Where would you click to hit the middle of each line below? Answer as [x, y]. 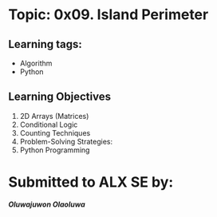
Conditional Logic [49, 124]
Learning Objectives [60, 97]
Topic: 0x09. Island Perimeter [108, 15]
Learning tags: [45, 44]
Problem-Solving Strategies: [66, 141]
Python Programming [55, 150]
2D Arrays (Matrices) [54, 116]
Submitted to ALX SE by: [91, 182]
